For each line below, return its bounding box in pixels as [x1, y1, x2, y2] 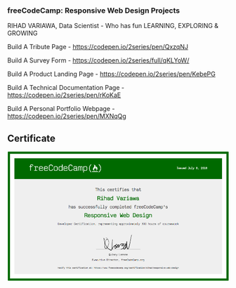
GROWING [7, 29, 38, 37]
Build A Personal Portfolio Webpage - [7, 105, 115, 113]
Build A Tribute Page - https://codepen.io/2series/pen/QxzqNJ [7, 43, 188, 51]
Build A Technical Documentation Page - [7, 84, 125, 92]
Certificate [7, 132, 56, 144]
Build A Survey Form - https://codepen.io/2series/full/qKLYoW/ [7, 56, 190, 65]
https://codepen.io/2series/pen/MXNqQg [7, 112, 126, 121]
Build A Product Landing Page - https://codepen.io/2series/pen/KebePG [7, 70, 216, 79]
